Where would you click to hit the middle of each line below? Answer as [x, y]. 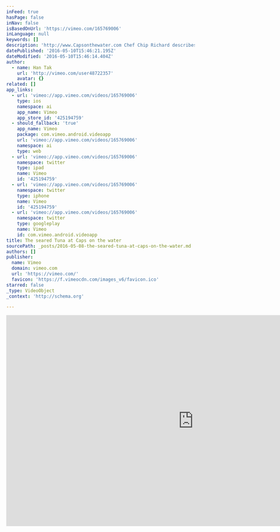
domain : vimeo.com [35, 268]
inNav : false [22, 23]
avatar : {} [31, 79]
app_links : [20, 90]
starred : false [25, 285]
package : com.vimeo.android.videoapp [64, 135]
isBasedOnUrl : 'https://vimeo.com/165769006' [64, 28]
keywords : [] [22, 40]
